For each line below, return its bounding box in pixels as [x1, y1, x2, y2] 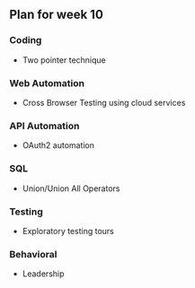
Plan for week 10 [9, 7, 103, 22]
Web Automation [9, 76, 85, 89]
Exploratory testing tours [22, 225, 115, 236]
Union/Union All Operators [22, 183, 120, 194]
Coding [9, 34, 42, 47]
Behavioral [9, 248, 58, 260]
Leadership [22, 268, 65, 279]
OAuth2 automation [22, 140, 95, 151]
